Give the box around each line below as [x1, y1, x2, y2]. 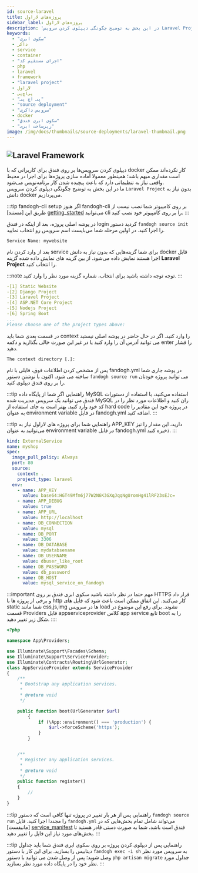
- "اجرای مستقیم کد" [12, 58, 62, 63]
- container [12, 52, 42, 58]
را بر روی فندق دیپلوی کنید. [6, 379, 66, 386]
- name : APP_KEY [17, 487, 58, 493]
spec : [6, 449, 20, 455]
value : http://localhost [22, 514, 83, 520]
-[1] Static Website [6, 283, 58, 289]
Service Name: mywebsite [6, 238, 68, 244]
